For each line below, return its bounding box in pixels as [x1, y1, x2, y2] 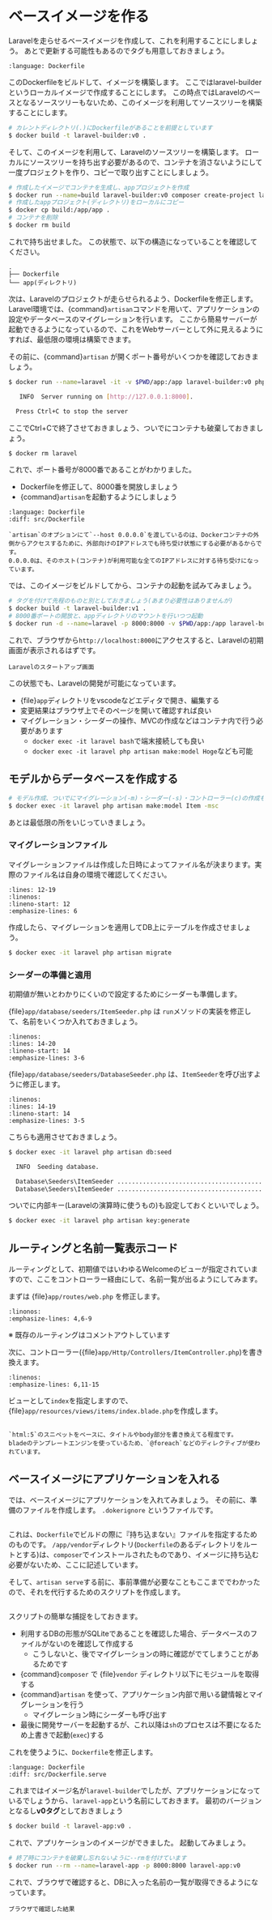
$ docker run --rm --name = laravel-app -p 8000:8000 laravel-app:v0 [8, 1861, 241, 1870]
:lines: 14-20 [8, 1039, 57, 1047]
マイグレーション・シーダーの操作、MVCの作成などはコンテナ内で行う [19, 715, 257, 725]
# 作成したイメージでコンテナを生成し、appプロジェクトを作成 [8, 183, 189, 191]
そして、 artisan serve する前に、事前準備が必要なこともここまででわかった [8, 1577, 261, 1586]
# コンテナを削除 [8, 214, 58, 222]
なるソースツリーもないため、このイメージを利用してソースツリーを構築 [22, 97, 263, 107]
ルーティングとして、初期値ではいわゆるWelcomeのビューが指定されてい [8, 1265, 252, 1274]
